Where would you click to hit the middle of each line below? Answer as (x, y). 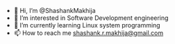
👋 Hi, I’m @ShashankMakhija (55, 11)
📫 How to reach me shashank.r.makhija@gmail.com (89, 33)
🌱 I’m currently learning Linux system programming (87, 25)
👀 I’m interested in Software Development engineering (91, 18)
